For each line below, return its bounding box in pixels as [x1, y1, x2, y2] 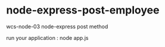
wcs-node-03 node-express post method [6, 23, 108, 30]
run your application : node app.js [6, 34, 89, 41]
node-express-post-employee [6, 4, 160, 17]
